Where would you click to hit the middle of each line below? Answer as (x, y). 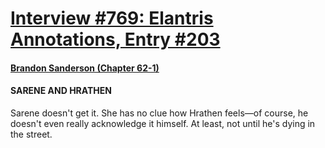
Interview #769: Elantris (112, 18)
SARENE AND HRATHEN (61, 91)
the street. (31, 134)
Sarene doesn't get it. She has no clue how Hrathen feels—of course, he (159, 113)
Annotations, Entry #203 (115, 39)
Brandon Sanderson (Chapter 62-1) (85, 68)
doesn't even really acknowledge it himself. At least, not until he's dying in (163, 123)
